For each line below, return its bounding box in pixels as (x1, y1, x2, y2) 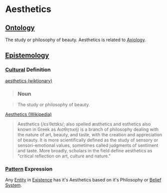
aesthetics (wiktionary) (5, 78, 52, 84)
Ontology (5, 24, 35, 32)
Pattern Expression (5, 165, 52, 172)
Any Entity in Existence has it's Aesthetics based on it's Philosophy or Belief (5, 177, 161, 183)
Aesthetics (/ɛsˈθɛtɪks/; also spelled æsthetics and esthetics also (17, 121, 151, 127)
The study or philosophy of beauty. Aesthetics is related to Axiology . (5, 37, 146, 43)
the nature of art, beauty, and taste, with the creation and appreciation (17, 131, 162, 137)
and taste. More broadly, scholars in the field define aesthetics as (17, 147, 152, 153)
